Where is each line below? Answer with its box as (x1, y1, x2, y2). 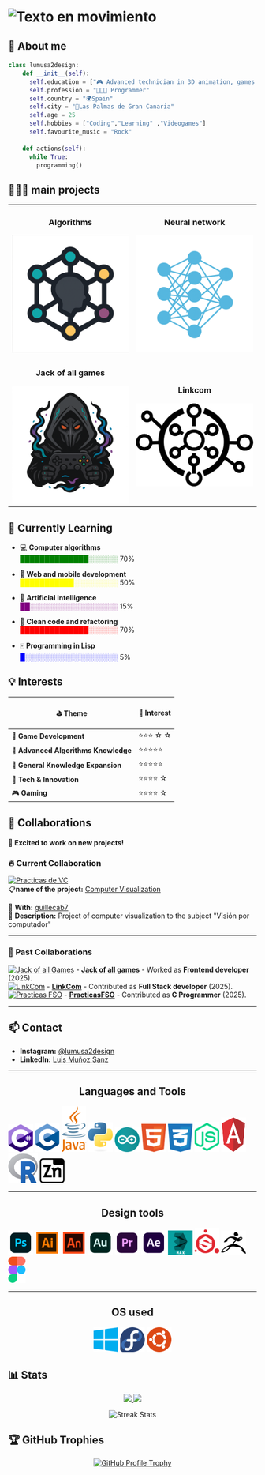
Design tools (101, 1206, 164, 1220)
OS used (111, 1306, 154, 1319)
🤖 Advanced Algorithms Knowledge (11, 746, 132, 755)
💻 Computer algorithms (19, 543, 101, 552)
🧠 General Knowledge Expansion (11, 760, 122, 769)
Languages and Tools (78, 1085, 187, 1098)
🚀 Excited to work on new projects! (8, 838, 125, 848)
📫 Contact (8, 1022, 63, 1035)
